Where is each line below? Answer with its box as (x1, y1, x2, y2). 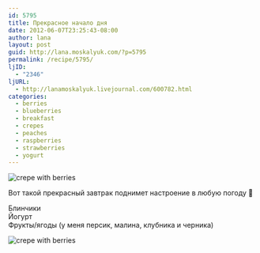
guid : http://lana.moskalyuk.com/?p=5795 (8, 48, 147, 56)
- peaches (15, 129, 47, 137)
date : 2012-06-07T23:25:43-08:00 (8, 26, 119, 34)
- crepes (15, 122, 44, 130)
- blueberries (15, 108, 62, 115)
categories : (8, 93, 47, 100)
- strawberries (15, 144, 66, 152)
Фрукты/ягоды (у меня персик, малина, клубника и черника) (8, 221, 214, 230)
